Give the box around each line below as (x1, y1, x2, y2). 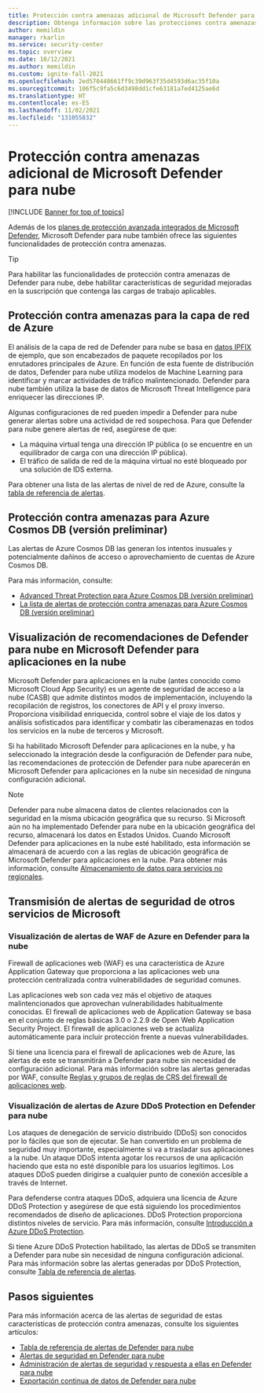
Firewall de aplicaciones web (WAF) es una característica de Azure (8, 958, 225, 968)
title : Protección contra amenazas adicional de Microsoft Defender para (8, 11, 255, 20)
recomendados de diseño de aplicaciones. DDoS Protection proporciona (8, 1210, 243, 1219)
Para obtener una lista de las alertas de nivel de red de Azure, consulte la (8, 480, 245, 489)
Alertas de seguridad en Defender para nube (19, 1351, 165, 1361)
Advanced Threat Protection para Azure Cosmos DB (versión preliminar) (19, 591, 254, 601)
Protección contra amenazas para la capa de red (8, 309, 250, 322)
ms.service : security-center (8, 41, 104, 49)
